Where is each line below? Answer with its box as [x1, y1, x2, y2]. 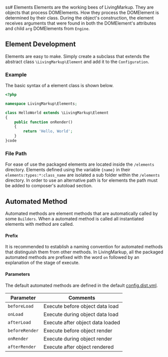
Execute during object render [43, 335, 112, 342]
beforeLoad [8, 303, 34, 309]
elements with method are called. [5, 221, 74, 227]
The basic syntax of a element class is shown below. [5, 83, 114, 89]
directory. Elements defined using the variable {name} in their [5, 167, 130, 173]
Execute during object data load [43, 310, 119, 317]
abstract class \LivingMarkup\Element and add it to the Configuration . [5, 59, 149, 65]
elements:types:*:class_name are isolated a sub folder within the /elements [5, 172, 160, 178]
